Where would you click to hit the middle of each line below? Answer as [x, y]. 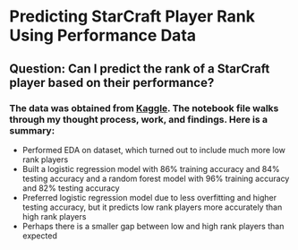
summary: [32, 130]
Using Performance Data [103, 35]
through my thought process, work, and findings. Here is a [139, 119]
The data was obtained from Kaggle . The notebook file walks [144, 108]
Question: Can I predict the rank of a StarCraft [140, 69]
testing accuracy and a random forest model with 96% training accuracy [156, 178]
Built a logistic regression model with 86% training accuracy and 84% [151, 168]
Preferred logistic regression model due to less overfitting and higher [149, 197]
